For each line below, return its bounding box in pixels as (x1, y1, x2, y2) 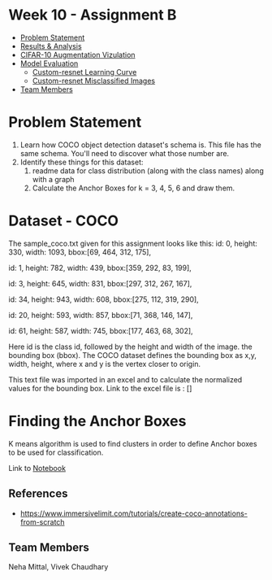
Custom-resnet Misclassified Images (32, 76, 156, 85)
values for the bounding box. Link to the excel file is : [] (8, 383, 192, 393)
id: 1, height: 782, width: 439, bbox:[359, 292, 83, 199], (8, 263, 192, 273)
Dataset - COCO (8, 212, 119, 230)
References (8, 486, 68, 501)
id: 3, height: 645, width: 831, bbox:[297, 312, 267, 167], (8, 278, 192, 288)
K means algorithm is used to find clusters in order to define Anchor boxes (8, 438, 257, 448)
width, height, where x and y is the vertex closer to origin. (8, 359, 201, 368)
